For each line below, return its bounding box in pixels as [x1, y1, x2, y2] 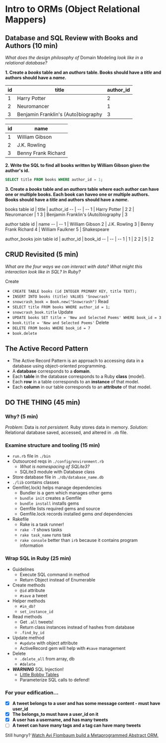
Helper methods [12, 598, 46, 604]
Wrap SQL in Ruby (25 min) [5, 555, 71, 562]
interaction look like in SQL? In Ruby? [5, 268, 81, 274]
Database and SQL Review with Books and [5, 34, 138, 42]
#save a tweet [19, 592, 48, 598]
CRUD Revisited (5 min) [5, 250, 79, 259]
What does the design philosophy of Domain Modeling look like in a [5, 54, 143, 60]
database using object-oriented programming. [12, 363, 107, 369]
